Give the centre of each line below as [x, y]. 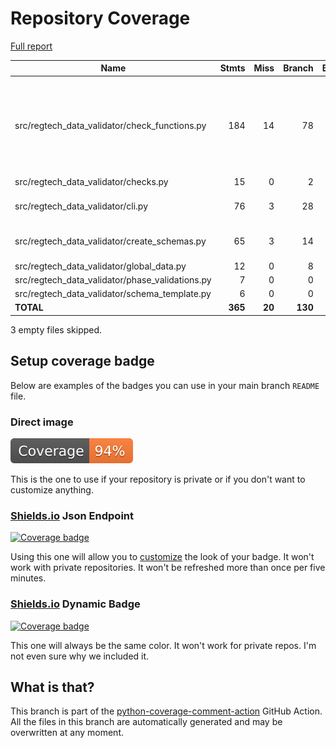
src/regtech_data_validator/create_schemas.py [110, 241]
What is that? [52, 687]
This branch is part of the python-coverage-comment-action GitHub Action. [166, 711]
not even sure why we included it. [80, 656]
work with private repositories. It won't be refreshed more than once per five [168, 568]
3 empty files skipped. [56, 329]
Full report [31, 46]
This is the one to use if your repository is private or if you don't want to [158, 479]
